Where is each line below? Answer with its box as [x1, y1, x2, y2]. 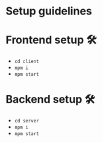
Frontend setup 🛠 [5, 33, 97, 47]
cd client [14, 59, 40, 65]
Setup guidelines [5, 4, 92, 18]
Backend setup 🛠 [5, 93, 96, 107]
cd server [14, 118, 40, 124]
